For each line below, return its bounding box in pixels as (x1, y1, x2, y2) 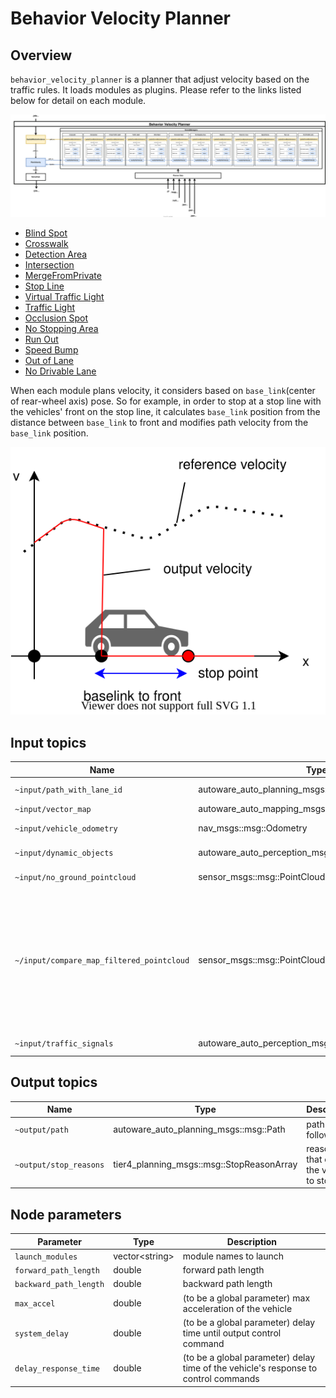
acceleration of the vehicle (182, 1302, 293, 1314)
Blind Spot (24, 227, 68, 239)
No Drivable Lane (24, 365, 97, 377)
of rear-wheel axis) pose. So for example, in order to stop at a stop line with (10, 395, 322, 407)
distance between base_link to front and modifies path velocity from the (10, 417, 309, 429)
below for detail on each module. (10, 95, 147, 106)
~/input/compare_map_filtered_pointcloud (14, 956, 190, 966)
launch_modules (14, 1252, 78, 1262)
